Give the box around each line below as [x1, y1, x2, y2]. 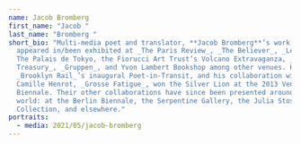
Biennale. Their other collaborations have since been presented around [16, 88, 295, 97]
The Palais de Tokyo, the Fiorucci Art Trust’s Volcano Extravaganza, [16, 55, 287, 64]
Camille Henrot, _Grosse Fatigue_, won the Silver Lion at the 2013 [16, 80, 279, 89]
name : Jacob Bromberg [8, 13, 90, 22]
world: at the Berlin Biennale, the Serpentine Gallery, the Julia [16, 96, 275, 106]
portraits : [8, 113, 49, 122]
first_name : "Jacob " [8, 21, 90, 30]
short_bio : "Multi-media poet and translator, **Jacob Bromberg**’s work [8, 38, 291, 47]
